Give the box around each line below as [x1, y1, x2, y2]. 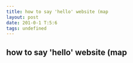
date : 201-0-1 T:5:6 [6, 20, 58, 26]
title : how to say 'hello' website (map [6, 8, 109, 15]
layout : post [6, 14, 39, 20]
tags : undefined [6, 25, 47, 31]
